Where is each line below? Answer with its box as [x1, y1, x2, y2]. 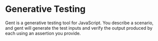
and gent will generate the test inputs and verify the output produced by [5, 25, 153, 31]
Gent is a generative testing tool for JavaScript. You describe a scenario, [5, 20, 154, 26]
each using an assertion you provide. [5, 30, 81, 36]
